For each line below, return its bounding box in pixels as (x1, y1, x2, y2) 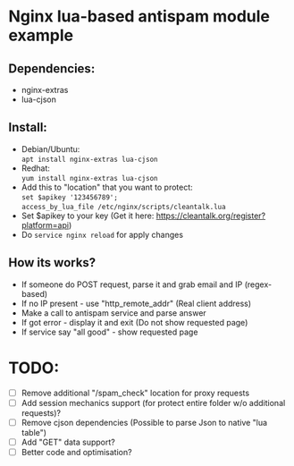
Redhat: (21, 163, 51, 174)
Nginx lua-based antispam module (8, 6, 270, 27)
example (8, 25, 74, 46)
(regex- (244, 279, 273, 290)
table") (21, 427, 46, 437)
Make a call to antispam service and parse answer (21, 307, 206, 318)
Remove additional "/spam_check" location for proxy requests (21, 387, 250, 398)
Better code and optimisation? (21, 446, 132, 457)
